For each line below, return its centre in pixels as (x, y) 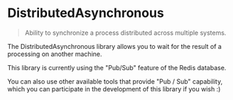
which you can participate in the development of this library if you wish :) (114, 89)
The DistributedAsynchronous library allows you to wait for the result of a (115, 46)
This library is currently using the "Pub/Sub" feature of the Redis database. (117, 67)
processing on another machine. (55, 54)
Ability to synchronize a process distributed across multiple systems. (125, 33)
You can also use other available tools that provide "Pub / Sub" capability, (115, 81)
